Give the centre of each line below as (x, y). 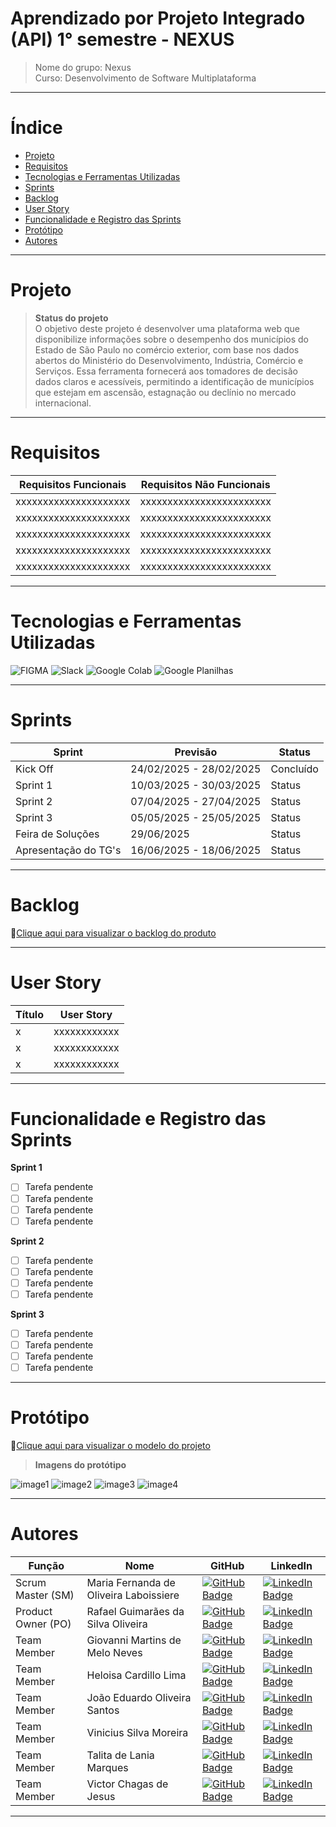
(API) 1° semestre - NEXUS (122, 39)
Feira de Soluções (57, 834)
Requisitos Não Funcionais (205, 484)
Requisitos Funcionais (73, 484)
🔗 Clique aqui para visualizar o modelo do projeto (110, 1446)
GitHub (227, 1566)
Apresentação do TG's (68, 850)
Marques (107, 1768)
